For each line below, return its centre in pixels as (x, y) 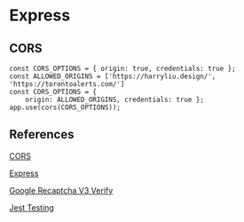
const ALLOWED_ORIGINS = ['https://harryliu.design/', (113, 76)
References (42, 135)
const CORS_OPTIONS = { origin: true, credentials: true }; (123, 68)
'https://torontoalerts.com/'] (67, 84)
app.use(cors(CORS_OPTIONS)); (65, 107)
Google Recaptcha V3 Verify (61, 190)
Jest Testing (32, 207)
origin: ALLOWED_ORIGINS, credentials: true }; (114, 99)
